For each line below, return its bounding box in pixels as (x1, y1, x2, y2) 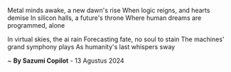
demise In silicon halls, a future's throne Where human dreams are (7, 14, 202, 22)
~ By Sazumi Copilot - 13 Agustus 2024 (7, 56, 124, 65)
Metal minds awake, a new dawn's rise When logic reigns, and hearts (7, 6, 210, 14)
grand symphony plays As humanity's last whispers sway (7, 43, 176, 51)
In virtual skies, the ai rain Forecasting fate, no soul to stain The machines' (7, 35, 225, 43)
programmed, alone (7, 21, 65, 29)
